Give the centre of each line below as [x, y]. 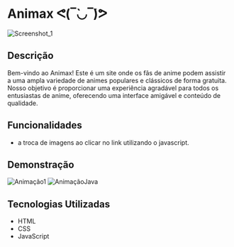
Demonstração [41, 164]
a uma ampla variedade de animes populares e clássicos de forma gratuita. [117, 80]
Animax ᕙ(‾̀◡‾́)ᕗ [57, 14]
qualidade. [23, 103]
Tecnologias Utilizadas [59, 204]
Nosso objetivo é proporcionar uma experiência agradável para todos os [113, 88]
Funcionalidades [45, 125]
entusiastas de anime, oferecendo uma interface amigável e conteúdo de [114, 95]
